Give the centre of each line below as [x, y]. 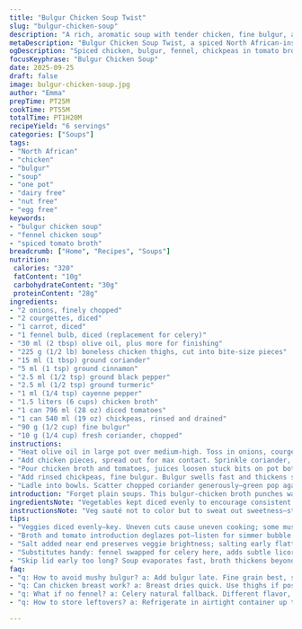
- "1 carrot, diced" [48, 327]
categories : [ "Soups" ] [52, 135]
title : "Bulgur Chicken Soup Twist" [78, 18]
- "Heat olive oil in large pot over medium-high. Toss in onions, [138, 452]
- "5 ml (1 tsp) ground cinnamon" [74, 368]
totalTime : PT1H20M [46, 118]
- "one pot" [31, 185]
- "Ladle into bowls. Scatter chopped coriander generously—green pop [144, 485]
